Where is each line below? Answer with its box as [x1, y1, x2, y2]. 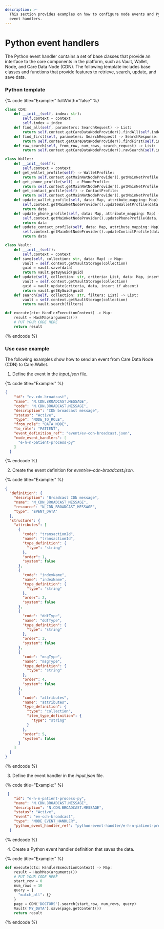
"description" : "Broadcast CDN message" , [14, 496, 99, 500]
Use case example [5, 345, 50, 352]
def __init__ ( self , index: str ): [14, 111, 82, 116]
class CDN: [5, 107, 27, 112]
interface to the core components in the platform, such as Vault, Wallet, [5, 59, 148, 65]
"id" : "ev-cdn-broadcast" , [14, 394, 69, 400]
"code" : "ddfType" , [22, 613, 62, 618]
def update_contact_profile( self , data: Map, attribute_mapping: [14, 225, 150, 230]
